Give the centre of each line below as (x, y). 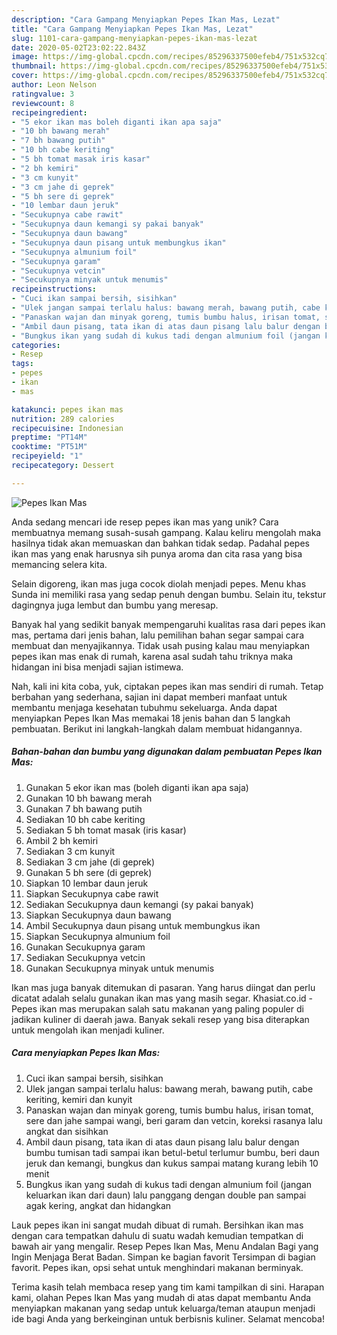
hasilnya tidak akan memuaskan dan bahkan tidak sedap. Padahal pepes (160, 543)
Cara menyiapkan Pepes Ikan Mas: (86, 1053)
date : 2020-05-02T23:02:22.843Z (78, 47)
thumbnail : (34, 66)
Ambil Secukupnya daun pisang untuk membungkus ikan (143, 925)
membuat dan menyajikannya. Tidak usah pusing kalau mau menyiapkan (161, 645)
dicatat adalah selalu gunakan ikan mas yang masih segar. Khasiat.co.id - (162, 998)
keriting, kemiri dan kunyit (79, 1099)
